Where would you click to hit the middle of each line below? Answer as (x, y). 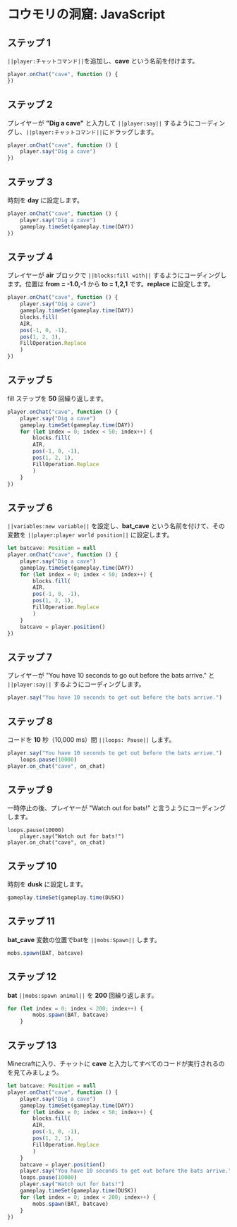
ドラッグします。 (133, 132)
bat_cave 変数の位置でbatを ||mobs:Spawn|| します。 (84, 939)
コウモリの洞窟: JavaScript (86, 14)
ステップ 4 (30, 257)
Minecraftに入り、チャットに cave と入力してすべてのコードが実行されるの (116, 1063)
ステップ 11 (31, 921)
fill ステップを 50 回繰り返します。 (57, 398)
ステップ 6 (30, 507)
